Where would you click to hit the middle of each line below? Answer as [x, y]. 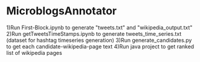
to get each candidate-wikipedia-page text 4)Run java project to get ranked [100, 46]
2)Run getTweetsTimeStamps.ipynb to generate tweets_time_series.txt [94, 33]
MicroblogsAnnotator [61, 11]
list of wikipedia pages [34, 52]
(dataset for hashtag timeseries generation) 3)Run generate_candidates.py [99, 40]
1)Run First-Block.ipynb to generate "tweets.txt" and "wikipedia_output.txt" [99, 27]
